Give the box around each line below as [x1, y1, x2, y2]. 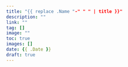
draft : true [6, 52, 35, 58]
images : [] [6, 41, 33, 47]
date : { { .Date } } [6, 47, 51, 52]
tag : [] [6, 24, 25, 31]
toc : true [6, 36, 31, 41]
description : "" [6, 14, 46, 20]
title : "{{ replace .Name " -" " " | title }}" [6, 8, 123, 15]
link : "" [6, 19, 28, 25]
